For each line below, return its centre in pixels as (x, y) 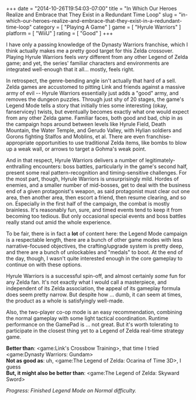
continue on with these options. (44, 265)
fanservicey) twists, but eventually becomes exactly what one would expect (97, 112)
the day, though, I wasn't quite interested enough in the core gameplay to (94, 258)
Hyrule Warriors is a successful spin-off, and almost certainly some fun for (96, 276)
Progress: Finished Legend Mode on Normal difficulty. (71, 390)
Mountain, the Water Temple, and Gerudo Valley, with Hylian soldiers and (94, 130)
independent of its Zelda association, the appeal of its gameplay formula (93, 288)
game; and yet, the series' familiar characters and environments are (88, 63)
